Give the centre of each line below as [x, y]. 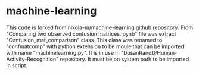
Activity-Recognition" [32, 59]
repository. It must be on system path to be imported [125, 59]
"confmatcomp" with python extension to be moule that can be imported [95, 46]
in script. [17, 65]
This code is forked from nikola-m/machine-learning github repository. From [100, 27]
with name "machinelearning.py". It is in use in [63, 52]
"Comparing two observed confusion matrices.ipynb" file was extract [91, 33]
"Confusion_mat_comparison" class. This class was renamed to [84, 40]
